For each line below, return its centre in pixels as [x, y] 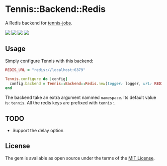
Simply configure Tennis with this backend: [49, 61]
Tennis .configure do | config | [37, 79]
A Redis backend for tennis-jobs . [39, 23]
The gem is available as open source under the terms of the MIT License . [80, 158]
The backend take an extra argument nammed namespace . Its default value [81, 97]
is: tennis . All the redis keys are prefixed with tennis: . [60, 103]
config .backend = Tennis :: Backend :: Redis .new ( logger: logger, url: [81, 83]
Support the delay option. [38, 131]
